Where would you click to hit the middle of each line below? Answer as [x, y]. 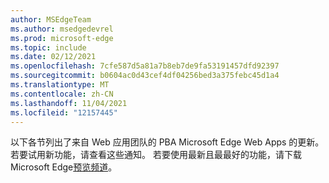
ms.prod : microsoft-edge [62, 38]
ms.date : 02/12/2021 [53, 57]
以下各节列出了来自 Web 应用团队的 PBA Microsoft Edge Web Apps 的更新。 [167, 142]
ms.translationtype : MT [60, 85]
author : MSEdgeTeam [51, 19]
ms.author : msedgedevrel [62, 29]
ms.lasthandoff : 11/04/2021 [69, 103]
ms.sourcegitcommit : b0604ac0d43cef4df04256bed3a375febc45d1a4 [145, 76]
